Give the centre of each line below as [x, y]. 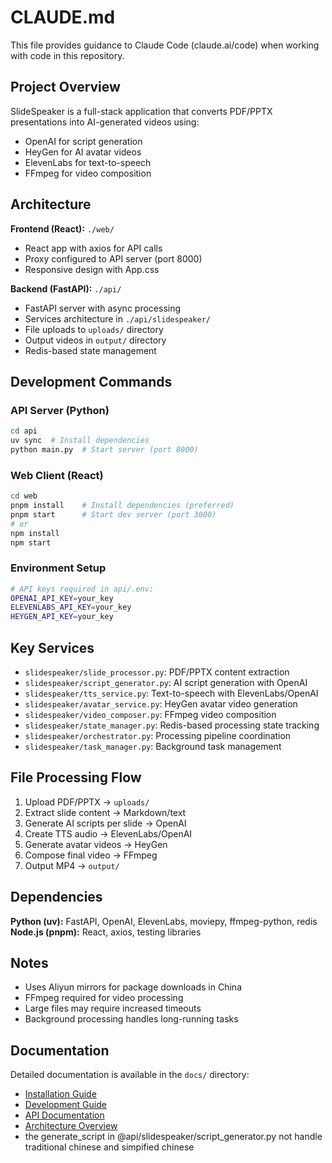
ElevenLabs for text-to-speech [88, 162]
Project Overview [65, 87]
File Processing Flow [76, 777]
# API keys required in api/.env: [82, 589]
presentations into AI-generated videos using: [105, 122]
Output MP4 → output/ [72, 865]
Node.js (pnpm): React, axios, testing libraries [106, 932]
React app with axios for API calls [93, 248]
